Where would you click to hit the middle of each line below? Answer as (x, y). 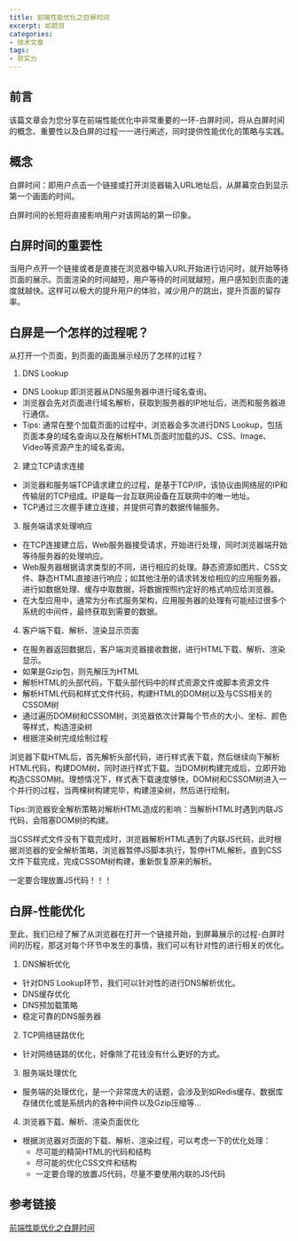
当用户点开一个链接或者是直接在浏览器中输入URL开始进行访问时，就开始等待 (149, 268)
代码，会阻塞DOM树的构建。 (61, 820)
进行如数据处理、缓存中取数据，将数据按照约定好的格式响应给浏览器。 (150, 589)
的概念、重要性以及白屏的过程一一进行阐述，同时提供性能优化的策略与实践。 (149, 131)
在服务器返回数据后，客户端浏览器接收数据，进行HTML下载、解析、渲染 (153, 649)
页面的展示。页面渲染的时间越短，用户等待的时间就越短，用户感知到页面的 (145, 280)
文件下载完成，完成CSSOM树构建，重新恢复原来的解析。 (113, 862)
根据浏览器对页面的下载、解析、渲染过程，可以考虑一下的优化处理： (146, 1141)
